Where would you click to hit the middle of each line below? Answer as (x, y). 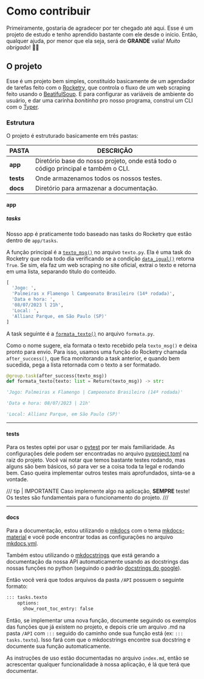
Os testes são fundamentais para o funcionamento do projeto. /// (87, 498)
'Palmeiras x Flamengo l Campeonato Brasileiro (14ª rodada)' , (93, 294)
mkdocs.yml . (22, 544)
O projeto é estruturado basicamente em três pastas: (72, 136)
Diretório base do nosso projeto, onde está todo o (106, 161)
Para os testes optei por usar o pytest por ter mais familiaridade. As (90, 447)
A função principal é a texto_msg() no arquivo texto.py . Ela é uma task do (99, 252)
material (16, 537)
